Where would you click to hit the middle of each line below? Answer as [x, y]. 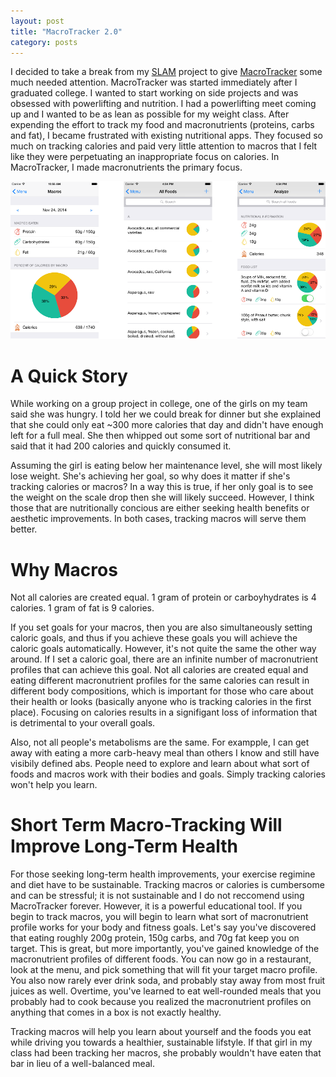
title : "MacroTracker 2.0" [66, 31]
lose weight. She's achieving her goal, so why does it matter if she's [150, 476]
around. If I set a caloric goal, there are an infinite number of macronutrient [164, 659]
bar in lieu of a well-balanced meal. [83, 1064]
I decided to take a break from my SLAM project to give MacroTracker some [166, 72]
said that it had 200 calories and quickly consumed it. [121, 446]
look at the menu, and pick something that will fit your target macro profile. [164, 970]
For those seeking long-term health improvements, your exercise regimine [163, 874]
